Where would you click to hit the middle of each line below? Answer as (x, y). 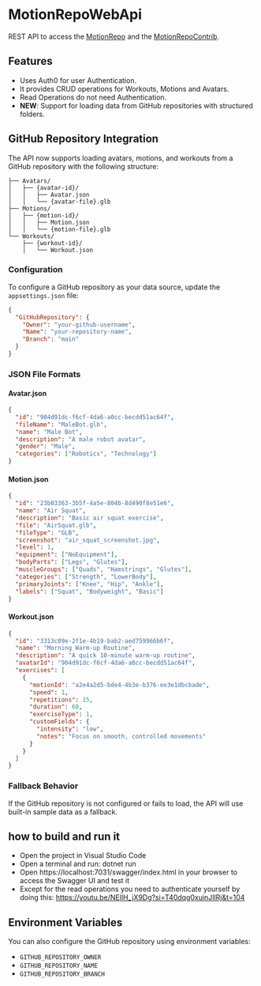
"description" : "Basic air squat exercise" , (89, 518)
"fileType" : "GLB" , (47, 533)
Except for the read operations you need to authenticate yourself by (130, 889)
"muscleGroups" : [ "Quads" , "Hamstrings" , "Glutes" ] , (104, 570)
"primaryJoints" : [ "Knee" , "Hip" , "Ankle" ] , (89, 584)
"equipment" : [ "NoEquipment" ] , (67, 555)
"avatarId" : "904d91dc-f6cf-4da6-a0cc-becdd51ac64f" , (105, 663)
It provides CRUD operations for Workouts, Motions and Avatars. (124, 89)
